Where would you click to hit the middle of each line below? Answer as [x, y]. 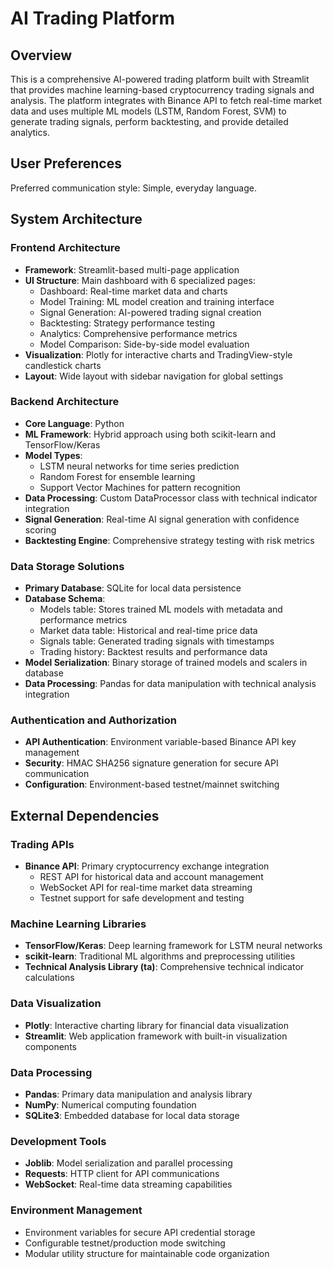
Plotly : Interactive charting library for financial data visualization [156, 1025]
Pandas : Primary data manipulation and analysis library [138, 1094]
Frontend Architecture [65, 248]
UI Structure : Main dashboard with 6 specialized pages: [140, 280]
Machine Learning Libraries [78, 924]
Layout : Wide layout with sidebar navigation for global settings [154, 376]
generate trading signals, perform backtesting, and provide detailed [149, 121]
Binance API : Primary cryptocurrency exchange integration [147, 866]
